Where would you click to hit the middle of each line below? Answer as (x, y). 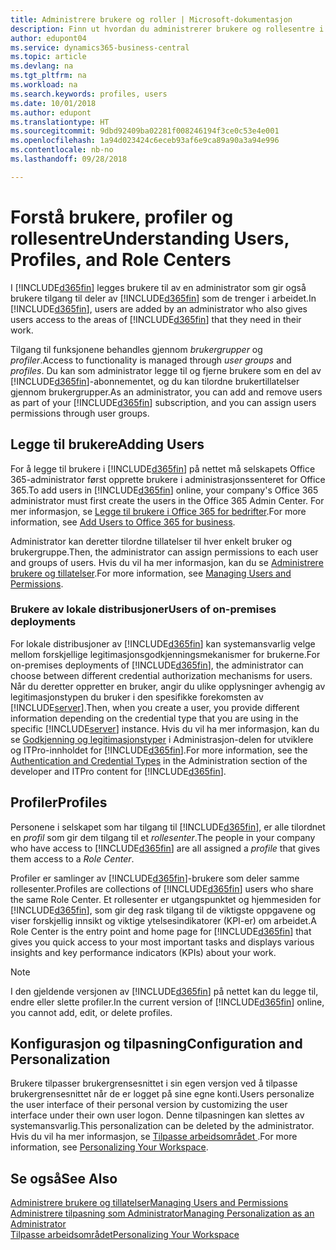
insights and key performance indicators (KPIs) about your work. (143, 952)
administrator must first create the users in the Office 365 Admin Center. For (167, 500)
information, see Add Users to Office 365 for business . (123, 522)
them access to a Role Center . (72, 858)
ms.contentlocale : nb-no (62, 150)
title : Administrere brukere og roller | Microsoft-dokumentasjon (151, 19)
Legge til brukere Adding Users (107, 444)
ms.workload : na (44, 85)
